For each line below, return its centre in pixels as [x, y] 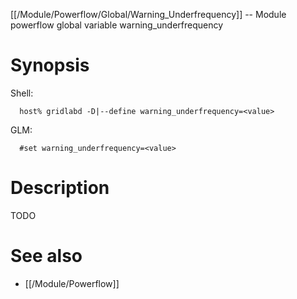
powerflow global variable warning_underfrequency [117, 25]
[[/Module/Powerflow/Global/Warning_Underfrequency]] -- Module [148, 14]
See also [46, 256]
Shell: [22, 93]
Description [60, 188]
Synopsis [50, 65]
